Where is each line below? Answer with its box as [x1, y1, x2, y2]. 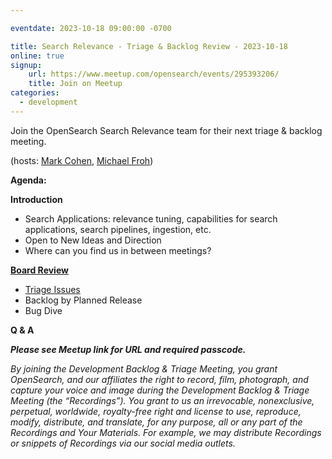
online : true [10, 51, 65, 61]
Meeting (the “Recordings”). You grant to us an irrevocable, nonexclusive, [10, 394, 315, 406]
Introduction [10, 193, 63, 205]
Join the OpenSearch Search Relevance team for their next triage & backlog [10, 124, 323, 136]
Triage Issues [24, 283, 81, 295]
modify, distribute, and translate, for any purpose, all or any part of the [10, 416, 303, 428]
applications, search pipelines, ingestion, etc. [24, 223, 212, 235]
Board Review [10, 264, 69, 276]
